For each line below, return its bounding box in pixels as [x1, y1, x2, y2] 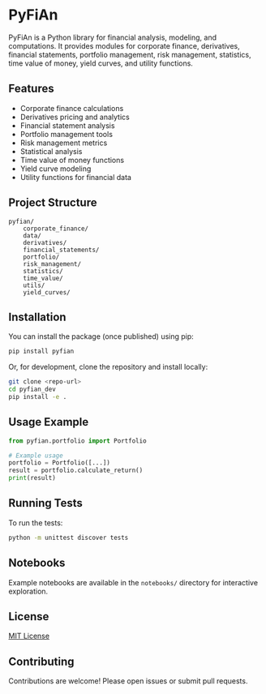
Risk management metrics [19, 138, 108, 148]
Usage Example [8, 415, 89, 429]
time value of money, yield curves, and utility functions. [8, 58, 193, 68]
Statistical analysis [19, 146, 83, 156]
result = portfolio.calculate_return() [8, 466, 144, 475]
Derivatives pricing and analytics [19, 112, 130, 122]
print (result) [8, 474, 57, 482]
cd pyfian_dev [8, 385, 57, 394]
